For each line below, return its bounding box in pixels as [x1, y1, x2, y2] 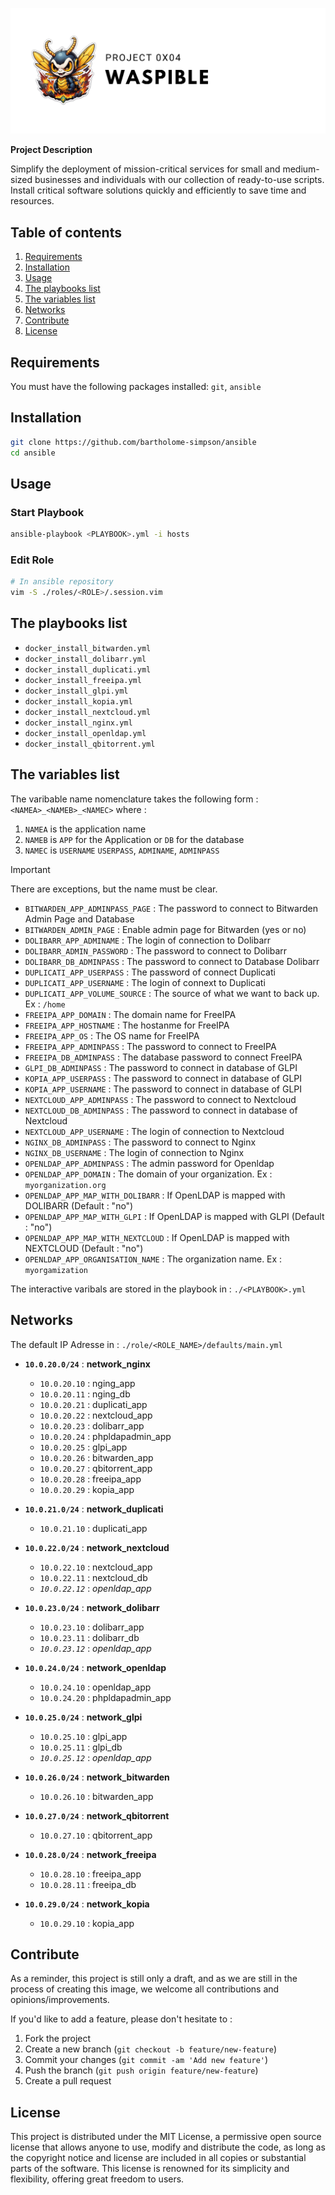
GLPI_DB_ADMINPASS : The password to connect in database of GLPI [24, 1061, 298, 1073]
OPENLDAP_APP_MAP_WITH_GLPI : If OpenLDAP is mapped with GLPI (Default [24, 1210, 325, 1222]
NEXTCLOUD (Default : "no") [24, 1242, 144, 1254]
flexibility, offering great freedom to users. [10, 2173, 185, 2185]
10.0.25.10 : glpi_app [39, 1730, 128, 1742]
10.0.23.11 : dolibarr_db [39, 1631, 140, 1643]
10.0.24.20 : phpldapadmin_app [39, 1691, 172, 1703]
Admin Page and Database [24, 913, 135, 925]
